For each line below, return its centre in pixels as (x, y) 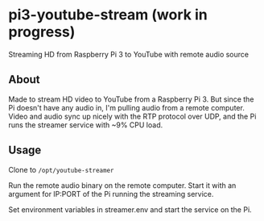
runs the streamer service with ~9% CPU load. (86, 125)
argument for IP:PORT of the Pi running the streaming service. (111, 194)
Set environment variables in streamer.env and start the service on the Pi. (130, 209)
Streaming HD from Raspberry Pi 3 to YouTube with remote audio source (129, 54)
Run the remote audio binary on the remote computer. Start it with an (122, 185)
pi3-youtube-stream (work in (108, 15)
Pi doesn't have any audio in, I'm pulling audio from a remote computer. (127, 107)
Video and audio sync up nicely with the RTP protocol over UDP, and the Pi (132, 116)
